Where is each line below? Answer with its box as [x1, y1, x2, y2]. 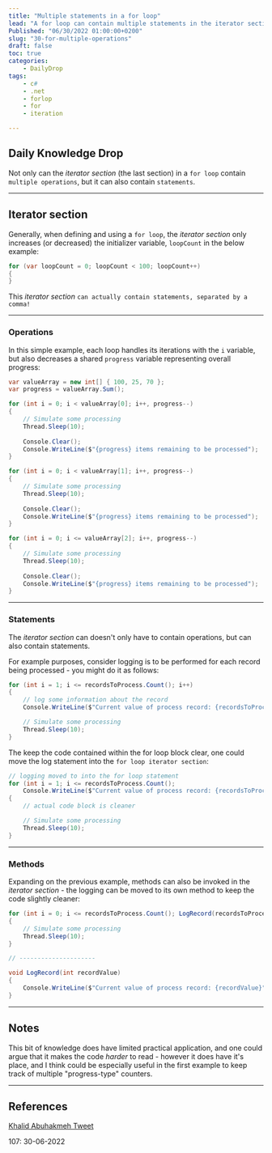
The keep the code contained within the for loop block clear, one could [8, 748, 244, 757]
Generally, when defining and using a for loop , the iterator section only [8, 229, 247, 239]
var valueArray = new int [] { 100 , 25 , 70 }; [8, 378, 165, 386]
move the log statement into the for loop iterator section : [8, 756, 209, 765]
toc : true [8, 49, 42, 57]
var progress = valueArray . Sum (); [8, 385, 125, 393]
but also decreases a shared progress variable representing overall [8, 354, 232, 363]
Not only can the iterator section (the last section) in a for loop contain [8, 167, 246, 178]
